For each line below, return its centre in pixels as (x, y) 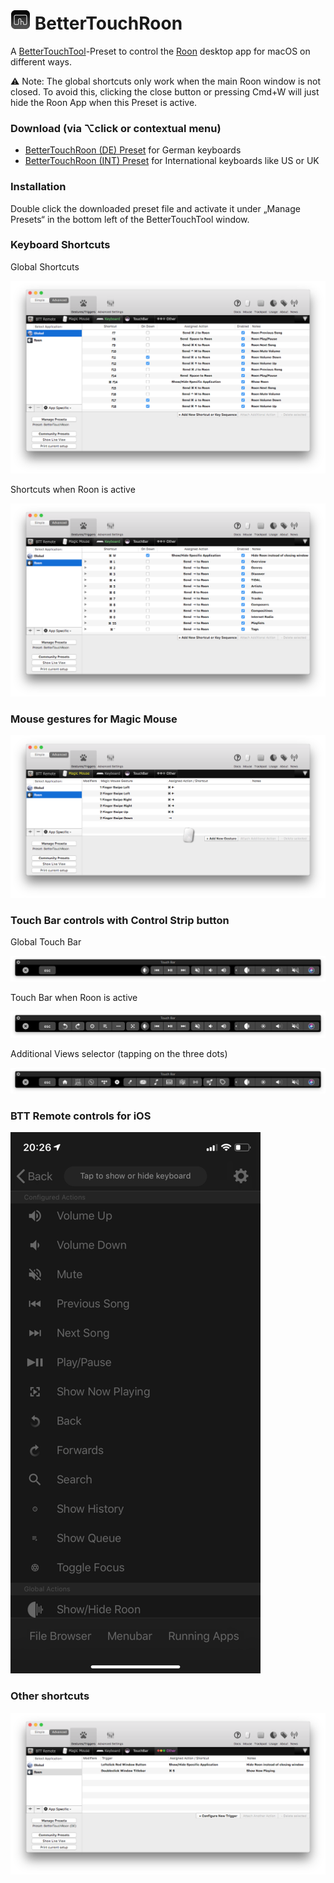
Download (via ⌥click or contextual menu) (116, 128)
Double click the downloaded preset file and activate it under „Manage (155, 208)
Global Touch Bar (46, 941)
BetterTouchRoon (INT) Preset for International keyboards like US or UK (172, 161)
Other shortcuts (50, 1696)
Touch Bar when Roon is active (74, 998)
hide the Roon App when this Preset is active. (104, 102)
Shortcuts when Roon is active (73, 490)
